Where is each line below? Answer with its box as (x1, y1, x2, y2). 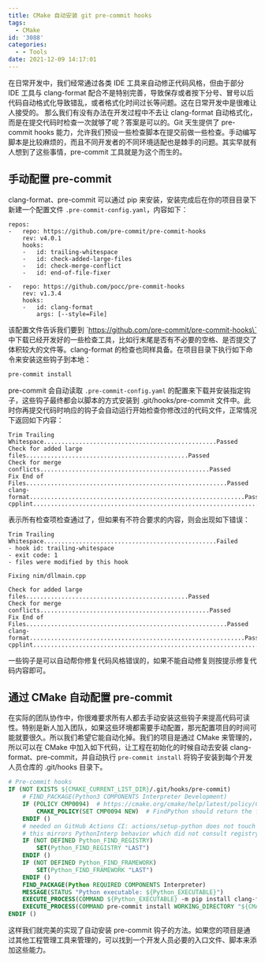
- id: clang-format (22, 303, 93, 311)
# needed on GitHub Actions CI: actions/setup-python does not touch (22, 822, 256, 830)
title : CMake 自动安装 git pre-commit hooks (8, 11, 152, 20)
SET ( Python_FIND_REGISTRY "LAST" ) (36, 845, 150, 852)
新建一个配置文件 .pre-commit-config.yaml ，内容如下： (8, 204, 188, 214)
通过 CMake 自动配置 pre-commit (8, 691, 173, 704)
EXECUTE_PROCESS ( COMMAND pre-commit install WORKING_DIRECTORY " (22, 903, 242, 911)
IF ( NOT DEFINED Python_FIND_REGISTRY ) (22, 837, 154, 845)
